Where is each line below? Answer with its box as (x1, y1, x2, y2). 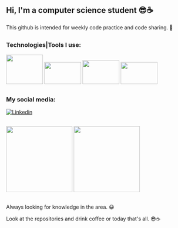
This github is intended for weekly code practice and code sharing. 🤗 (6, 23, 173, 31)
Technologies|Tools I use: (6, 41, 81, 49)
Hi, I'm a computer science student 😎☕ (6, 5, 154, 15)
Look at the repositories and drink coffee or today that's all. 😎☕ (6, 215, 161, 222)
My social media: (6, 95, 56, 103)
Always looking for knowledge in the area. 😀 (6, 203, 115, 210)
